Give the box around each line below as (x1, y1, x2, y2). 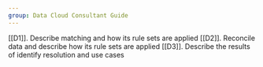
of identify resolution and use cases (8, 50, 124, 59)
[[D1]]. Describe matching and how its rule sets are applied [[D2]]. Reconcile (8, 33, 256, 43)
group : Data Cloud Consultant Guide (8, 11, 128, 20)
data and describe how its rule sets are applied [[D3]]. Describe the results (8, 41, 250, 51)
